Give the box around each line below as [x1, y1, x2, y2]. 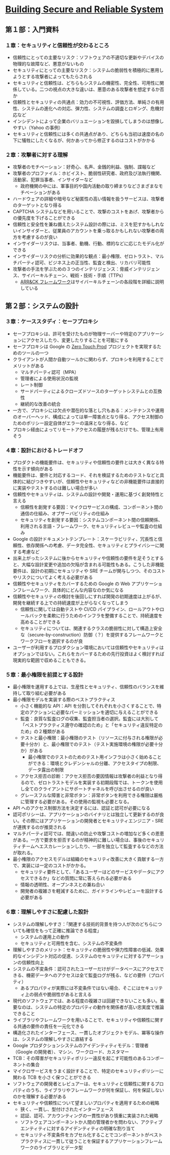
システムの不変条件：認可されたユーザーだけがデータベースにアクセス [12, 966, 159, 972]
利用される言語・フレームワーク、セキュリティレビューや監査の [20, 523, 154, 530]
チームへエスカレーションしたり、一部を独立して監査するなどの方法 [21, 844, 164, 850]
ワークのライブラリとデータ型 [20, 1144, 83, 1150]
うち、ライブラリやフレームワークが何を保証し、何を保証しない [30, 1087, 164, 1093]
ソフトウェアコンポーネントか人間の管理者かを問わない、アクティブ [20, 1119, 163, 1125]
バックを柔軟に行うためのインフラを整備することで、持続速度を [29, 613, 163, 619]
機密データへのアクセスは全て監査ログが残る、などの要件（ [26, 972, 151, 978]
